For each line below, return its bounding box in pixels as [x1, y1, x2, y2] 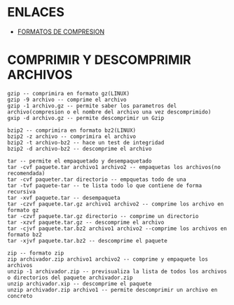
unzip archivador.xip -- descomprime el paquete [7, 280, 152, 287]
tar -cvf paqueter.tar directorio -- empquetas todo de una [7, 176, 187, 183]
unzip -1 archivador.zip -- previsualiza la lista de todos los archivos [7, 268, 228, 275]
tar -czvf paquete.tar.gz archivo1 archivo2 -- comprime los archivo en [7, 201, 224, 208]
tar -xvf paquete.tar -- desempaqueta [7, 194, 121, 201]
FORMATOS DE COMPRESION [17, 27, 105, 36]
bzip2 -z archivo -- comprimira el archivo [7, 133, 137, 140]
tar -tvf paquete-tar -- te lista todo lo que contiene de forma [7, 182, 202, 189]
